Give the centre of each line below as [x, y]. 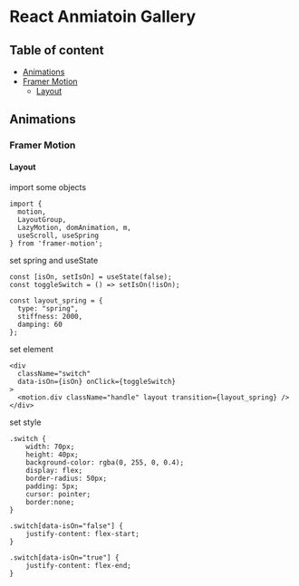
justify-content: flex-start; [83, 533]
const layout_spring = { [56, 301]
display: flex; [54, 470]
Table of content [57, 50]
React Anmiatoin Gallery [103, 17]
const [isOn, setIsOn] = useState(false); [91, 277]
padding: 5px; [52, 486]
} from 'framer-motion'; [56, 243]
